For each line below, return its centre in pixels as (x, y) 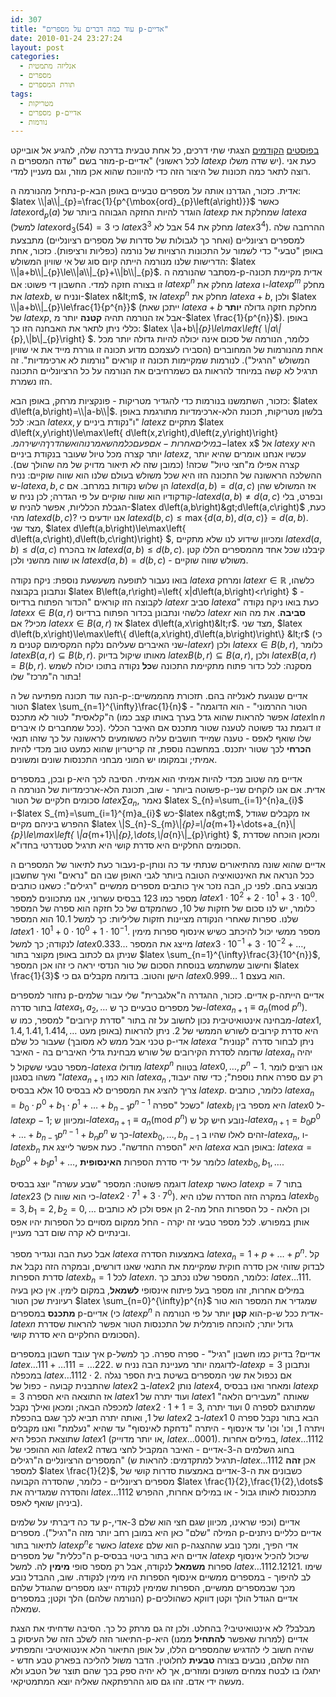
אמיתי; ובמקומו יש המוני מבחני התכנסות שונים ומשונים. (114, 759)
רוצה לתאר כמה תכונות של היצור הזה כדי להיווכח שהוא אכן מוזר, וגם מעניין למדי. (161, 172)
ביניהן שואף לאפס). (46, 1502)
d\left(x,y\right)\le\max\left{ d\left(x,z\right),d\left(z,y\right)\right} (144, 432)
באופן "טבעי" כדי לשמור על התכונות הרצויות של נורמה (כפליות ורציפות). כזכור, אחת (167, 250)
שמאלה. (26, 1608)
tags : (21, 94)
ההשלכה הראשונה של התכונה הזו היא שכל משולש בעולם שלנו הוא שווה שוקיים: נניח (166, 475)
